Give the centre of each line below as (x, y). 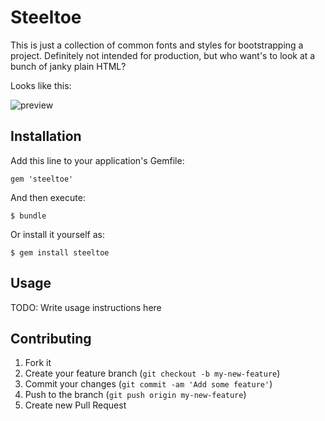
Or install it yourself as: (57, 234)
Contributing (51, 338)
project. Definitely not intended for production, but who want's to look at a (163, 55)
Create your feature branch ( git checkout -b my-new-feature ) (152, 373)
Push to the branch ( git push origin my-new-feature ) (135, 395)
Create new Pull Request (75, 405)
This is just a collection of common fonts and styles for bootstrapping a (157, 45)
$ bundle (28, 216)
